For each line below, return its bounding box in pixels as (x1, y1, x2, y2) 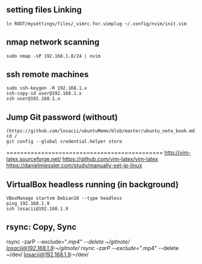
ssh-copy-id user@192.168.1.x (6, 90, 82, 97)
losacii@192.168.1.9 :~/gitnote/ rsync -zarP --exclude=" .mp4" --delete (6, 244, 179, 251)
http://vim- (164, 149, 191, 156)
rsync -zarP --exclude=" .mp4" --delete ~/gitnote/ (6, 238, 130, 245)
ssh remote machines (6, 69, 89, 80)
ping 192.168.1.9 (6, 201, 50, 207)
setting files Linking (6, 5, 82, 15)
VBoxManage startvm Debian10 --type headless (6, 195, 122, 201)
